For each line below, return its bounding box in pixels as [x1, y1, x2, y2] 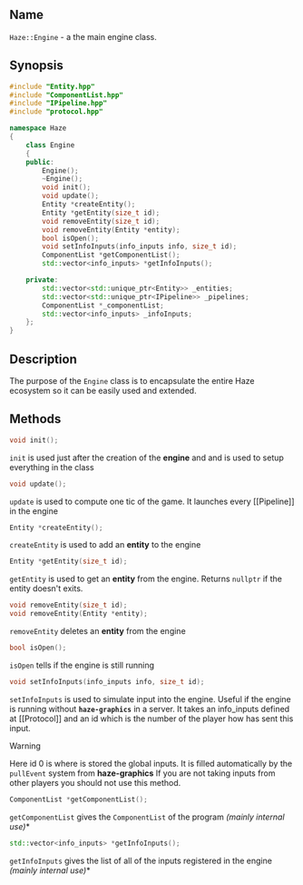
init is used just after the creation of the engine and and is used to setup [9, 452, 284, 463]
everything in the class [9, 461, 94, 472]
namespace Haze [9, 124, 67, 133]
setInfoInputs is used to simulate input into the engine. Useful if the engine [9, 693, 292, 704]
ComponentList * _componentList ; [42, 300, 165, 310]
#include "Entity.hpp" [9, 82, 95, 91]
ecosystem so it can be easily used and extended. [9, 385, 197, 396]
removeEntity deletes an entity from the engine [9, 626, 186, 636]
